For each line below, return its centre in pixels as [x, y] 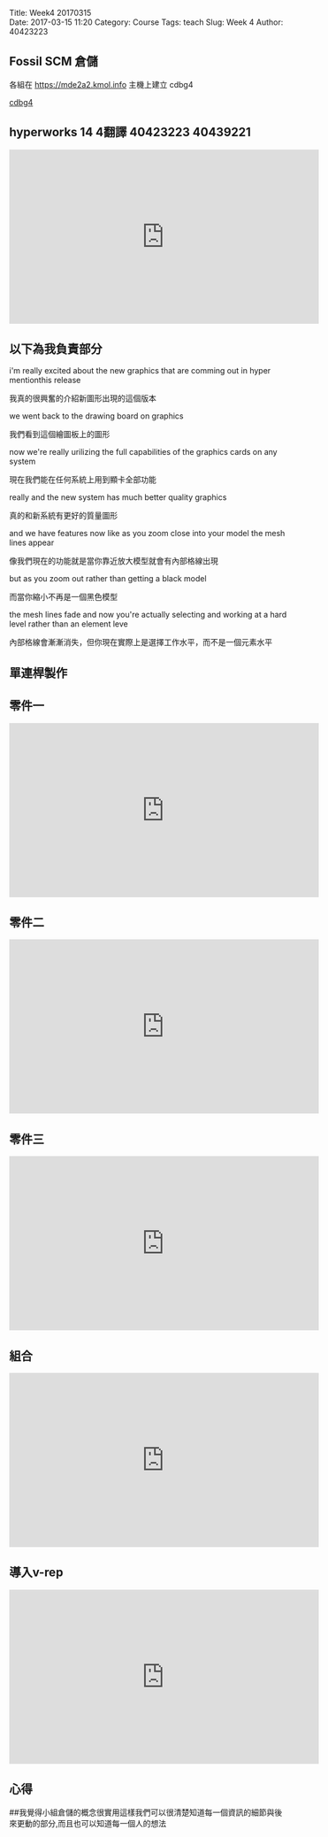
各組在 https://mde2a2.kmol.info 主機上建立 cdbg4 [101, 84]
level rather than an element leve [69, 624]
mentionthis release [45, 380]
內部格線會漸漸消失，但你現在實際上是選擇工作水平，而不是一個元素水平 [141, 642]
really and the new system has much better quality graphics [118, 497]
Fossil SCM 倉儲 [54, 61]
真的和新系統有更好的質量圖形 [63, 516]
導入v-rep [36, 1573]
